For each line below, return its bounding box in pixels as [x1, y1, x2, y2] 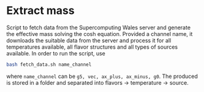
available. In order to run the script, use [6, 49, 106, 57]
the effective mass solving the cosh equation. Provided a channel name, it [6, 30, 193, 37]
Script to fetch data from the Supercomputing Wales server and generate [6, 24, 191, 31]
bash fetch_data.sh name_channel [6, 62, 92, 68]
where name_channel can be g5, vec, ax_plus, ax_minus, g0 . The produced [6, 73, 198, 80]
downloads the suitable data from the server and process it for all [6, 37, 172, 44]
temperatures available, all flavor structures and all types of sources [6, 43, 178, 51]
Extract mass [6, 4, 75, 18]
